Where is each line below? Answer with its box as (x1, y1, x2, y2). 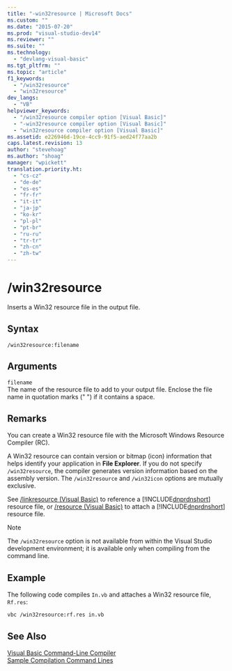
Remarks (7, 412, 47, 424)
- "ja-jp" (13, 205, 42, 212)
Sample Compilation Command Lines (7, 656, 114, 664)
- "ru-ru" (13, 231, 42, 238)
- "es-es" (13, 185, 42, 192)
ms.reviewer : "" (7, 36, 54, 43)
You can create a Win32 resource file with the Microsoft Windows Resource (7, 431, 225, 440)
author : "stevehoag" (7, 146, 68, 153)
